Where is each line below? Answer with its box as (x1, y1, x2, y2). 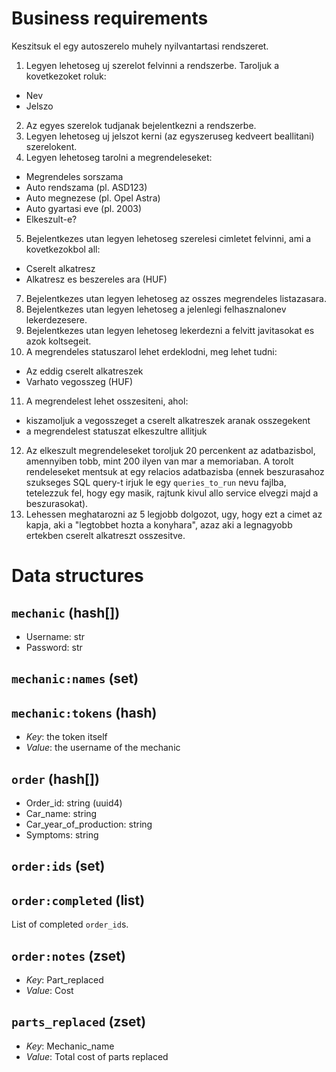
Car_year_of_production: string (25, 818, 153, 830)
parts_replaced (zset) (11, 1013, 147, 1031)
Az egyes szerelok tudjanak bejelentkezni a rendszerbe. (25, 119, 257, 131)
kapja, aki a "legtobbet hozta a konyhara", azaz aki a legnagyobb (25, 518, 293, 531)
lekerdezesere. (25, 313, 88, 326)
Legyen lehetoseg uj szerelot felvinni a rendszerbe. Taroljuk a (25, 59, 280, 71)
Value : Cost (25, 984, 74, 996)
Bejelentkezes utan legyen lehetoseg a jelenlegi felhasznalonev (25, 303, 287, 315)
